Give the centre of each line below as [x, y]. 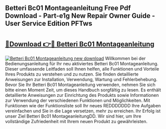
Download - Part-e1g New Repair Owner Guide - [80, 16]
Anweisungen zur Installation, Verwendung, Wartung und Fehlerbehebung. [81, 79]
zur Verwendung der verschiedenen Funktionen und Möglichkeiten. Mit [78, 100]
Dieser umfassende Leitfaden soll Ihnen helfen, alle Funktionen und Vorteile [82, 69]
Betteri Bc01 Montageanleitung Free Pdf [68, 8]
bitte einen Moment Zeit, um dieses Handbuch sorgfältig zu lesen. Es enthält [83, 90]
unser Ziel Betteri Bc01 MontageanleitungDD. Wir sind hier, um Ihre [73, 116]
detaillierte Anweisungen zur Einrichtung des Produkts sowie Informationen [82, 95]
